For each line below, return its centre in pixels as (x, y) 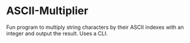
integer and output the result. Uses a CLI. (57, 33)
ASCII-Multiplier (47, 11)
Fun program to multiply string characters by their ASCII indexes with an (95, 27)
